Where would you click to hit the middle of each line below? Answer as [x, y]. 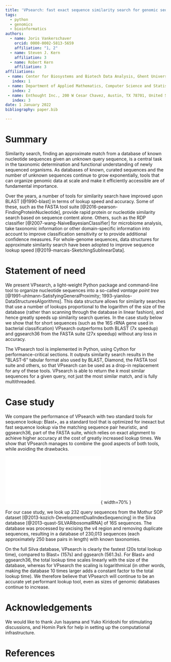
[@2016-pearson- [99, 207]
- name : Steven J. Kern [35, 53]
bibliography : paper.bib [32, 110]
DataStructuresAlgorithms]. [34, 301]
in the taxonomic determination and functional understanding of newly [79, 164]
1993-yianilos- [117, 296]
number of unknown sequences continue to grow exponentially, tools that [82, 175]
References [30, 653]
